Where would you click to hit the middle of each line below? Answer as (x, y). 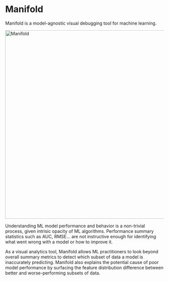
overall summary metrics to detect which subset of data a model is (74, 257)
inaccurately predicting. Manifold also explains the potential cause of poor (82, 262)
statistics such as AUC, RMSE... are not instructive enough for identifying (81, 236)
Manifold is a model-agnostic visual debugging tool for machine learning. (81, 23)
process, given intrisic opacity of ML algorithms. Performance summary (80, 231)
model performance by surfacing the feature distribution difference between (84, 267)
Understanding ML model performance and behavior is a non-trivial (75, 226)
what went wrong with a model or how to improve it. (59, 242)
